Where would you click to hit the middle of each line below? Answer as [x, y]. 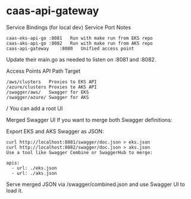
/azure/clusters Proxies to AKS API [51, 87]
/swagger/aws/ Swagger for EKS [48, 92]
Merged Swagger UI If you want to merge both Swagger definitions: [89, 120]
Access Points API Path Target [43, 71]
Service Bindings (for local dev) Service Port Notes [69, 27]
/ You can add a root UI [35, 108]
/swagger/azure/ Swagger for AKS [48, 97]
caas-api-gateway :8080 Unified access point [70, 49]
